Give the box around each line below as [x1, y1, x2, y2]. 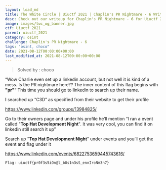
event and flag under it [5, 141, 51, 147]
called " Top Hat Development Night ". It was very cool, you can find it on [5, 121, 153, 127]
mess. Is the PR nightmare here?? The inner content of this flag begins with [5, 82, 158, 88]
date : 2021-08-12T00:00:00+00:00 [5, 49, 74, 54]
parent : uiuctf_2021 [5, 30, 48, 35]
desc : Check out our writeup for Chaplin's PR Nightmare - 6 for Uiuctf [5, 16, 158, 21]
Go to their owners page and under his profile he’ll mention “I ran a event [5, 116, 153, 122]
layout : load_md [5, 7, 39, 12]
